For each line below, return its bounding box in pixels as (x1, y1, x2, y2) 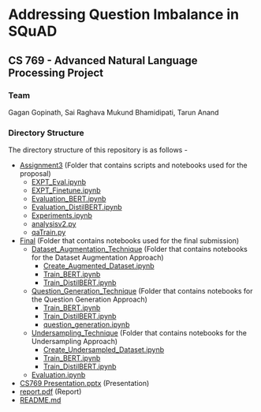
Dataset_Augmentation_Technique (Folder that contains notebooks (31, 245, 248, 254)
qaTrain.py (31, 227, 66, 238)
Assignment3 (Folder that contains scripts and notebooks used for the (19, 160, 248, 170)
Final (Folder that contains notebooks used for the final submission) (19, 236, 240, 245)
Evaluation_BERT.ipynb (31, 194, 106, 204)
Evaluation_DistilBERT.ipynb (31, 203, 122, 212)
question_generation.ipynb (43, 320, 130, 329)
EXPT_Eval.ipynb (31, 178, 87, 187)
